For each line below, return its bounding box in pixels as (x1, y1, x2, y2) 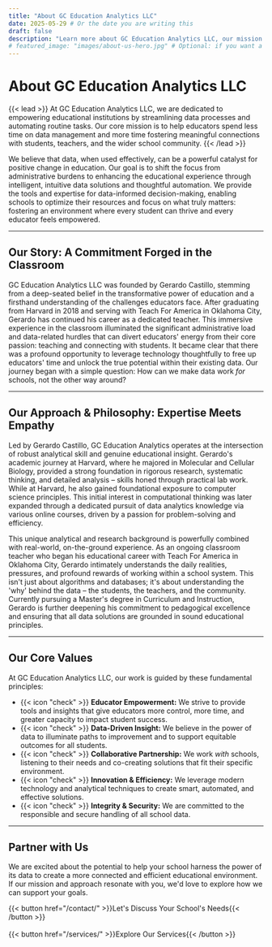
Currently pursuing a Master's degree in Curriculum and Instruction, (8, 594, 235, 603)
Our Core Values (8, 651, 93, 665)
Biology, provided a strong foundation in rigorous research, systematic (8, 466, 244, 476)
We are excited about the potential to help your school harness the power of (8, 862, 262, 871)
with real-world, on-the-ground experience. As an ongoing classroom (8, 542, 240, 552)
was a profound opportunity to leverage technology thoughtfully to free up (8, 348, 257, 358)
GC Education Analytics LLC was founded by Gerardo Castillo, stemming (8, 279, 251, 289)
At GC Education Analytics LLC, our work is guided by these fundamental (8, 672, 253, 682)
